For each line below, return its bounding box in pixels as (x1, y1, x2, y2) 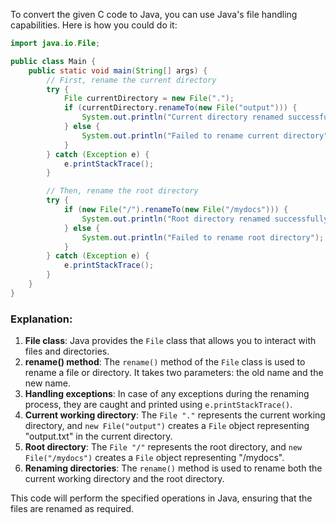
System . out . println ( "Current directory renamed (81, 112, 284, 123)
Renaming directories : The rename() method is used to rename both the (24, 462, 323, 474)
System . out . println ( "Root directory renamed (81, 214, 271, 224)
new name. (24, 377, 71, 389)
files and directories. (24, 345, 110, 358)
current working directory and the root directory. (24, 473, 225, 485)
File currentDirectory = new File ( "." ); (63, 94, 235, 104)
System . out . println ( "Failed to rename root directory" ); (81, 232, 325, 243)
